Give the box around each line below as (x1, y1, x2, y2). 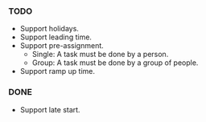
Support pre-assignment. (19, 41, 105, 51)
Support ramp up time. (19, 67, 95, 76)
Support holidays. (19, 24, 79, 34)
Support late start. (19, 104, 80, 114)
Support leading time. (19, 32, 93, 42)
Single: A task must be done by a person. (31, 50, 169, 59)
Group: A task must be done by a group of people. (31, 58, 199, 67)
